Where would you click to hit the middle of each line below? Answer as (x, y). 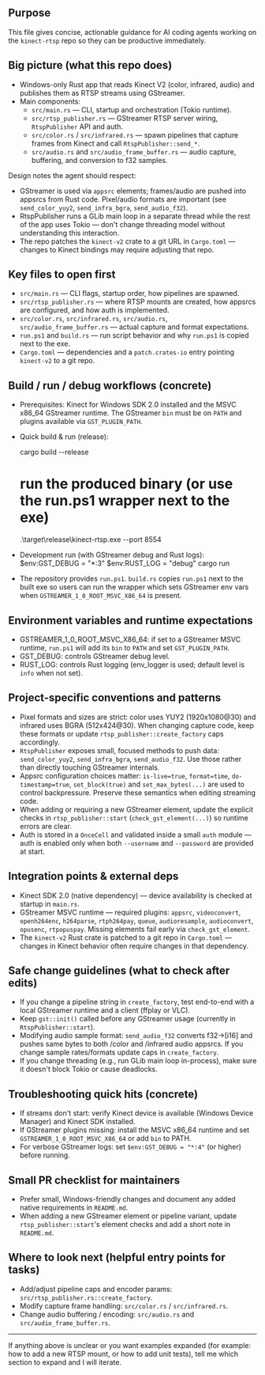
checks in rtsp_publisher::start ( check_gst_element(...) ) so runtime (134, 817)
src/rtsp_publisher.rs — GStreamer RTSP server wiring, (125, 118)
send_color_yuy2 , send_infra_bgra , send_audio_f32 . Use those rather (131, 759)
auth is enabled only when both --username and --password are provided (136, 843)
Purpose (30, 13)
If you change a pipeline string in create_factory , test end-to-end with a (137, 1002)
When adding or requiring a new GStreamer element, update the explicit (136, 809)
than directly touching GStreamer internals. (90, 767)
